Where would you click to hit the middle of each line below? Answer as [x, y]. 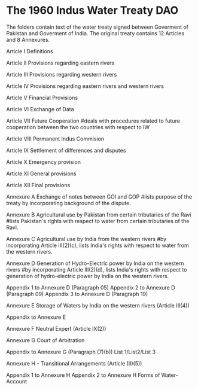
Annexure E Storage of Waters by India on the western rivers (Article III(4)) [98, 305]
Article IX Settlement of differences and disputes [66, 150]
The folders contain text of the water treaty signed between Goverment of [98, 27]
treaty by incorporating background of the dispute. [69, 203]
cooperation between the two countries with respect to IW [78, 127]
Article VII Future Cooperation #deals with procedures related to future [93, 121]
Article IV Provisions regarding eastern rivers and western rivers [85, 86]
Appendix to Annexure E [36, 317]
